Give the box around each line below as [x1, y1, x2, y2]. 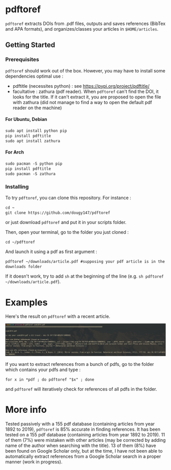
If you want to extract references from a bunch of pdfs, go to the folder [5, 361, 154, 367]
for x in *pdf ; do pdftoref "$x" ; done [5, 377, 95, 382]
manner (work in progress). [5, 459, 63, 465]
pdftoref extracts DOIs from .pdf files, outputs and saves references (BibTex [5, 20, 166, 27]
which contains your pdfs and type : [5, 366, 81, 373]
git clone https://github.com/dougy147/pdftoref [5, 210, 110, 215]
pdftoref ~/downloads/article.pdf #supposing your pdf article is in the [5, 259, 165, 264]
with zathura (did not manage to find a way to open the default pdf [12, 99, 152, 105]
